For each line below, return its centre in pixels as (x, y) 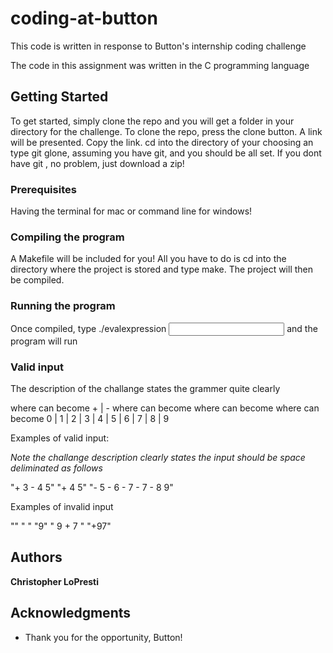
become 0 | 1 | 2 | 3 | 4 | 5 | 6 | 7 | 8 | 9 (90, 418)
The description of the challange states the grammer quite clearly (145, 388)
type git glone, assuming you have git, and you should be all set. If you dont (166, 153)
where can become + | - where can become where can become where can (165, 408)
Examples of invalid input (62, 506)
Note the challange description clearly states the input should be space (158, 457)
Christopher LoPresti (54, 581)
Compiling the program (67, 237)
